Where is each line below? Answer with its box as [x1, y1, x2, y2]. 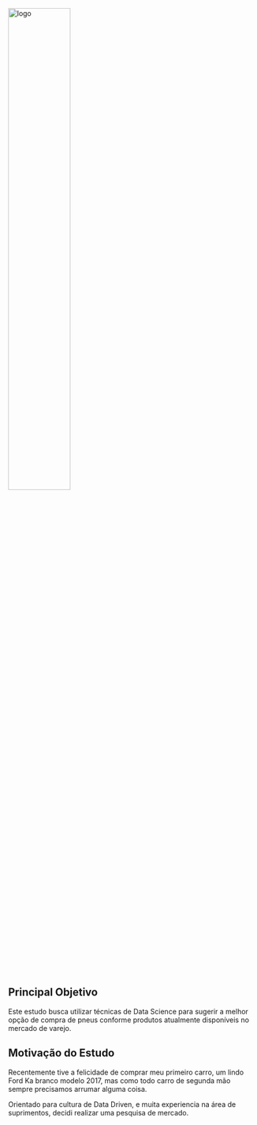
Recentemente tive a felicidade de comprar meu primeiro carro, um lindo [8, 1067, 244, 1077]
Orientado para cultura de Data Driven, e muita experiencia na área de [8, 1099, 237, 1109]
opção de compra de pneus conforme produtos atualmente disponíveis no [8, 1015, 250, 1025]
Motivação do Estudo [8, 1047, 115, 1060]
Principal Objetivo [8, 986, 99, 999]
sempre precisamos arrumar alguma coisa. [8, 1084, 147, 1093]
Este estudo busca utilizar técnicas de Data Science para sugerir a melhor [8, 1006, 248, 1016]
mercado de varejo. [8, 1023, 72, 1033]
